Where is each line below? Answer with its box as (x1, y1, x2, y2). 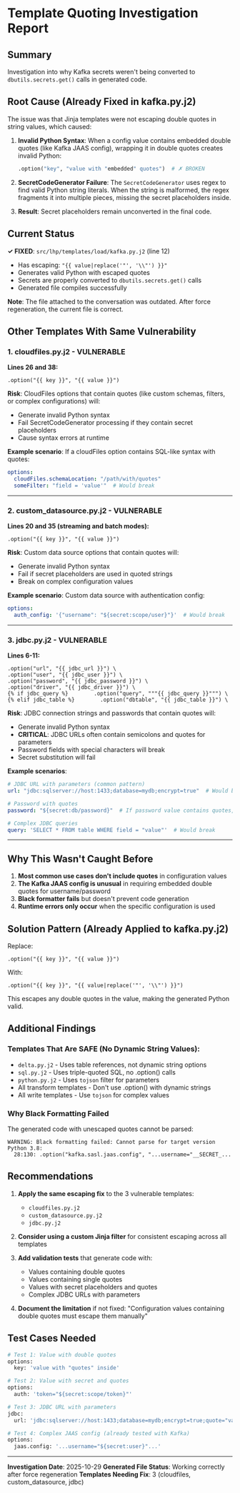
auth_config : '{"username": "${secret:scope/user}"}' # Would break (14, 611, 225, 618)
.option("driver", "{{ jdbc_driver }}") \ (7, 684, 136, 691)
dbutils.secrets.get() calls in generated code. (7, 75, 148, 84)
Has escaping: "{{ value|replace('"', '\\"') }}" (17, 261, 168, 269)
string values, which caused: (7, 122, 92, 131)
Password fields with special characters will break (17, 745, 166, 754)
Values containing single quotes (28, 1275, 123, 1283)
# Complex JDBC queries (7, 820, 79, 827)
